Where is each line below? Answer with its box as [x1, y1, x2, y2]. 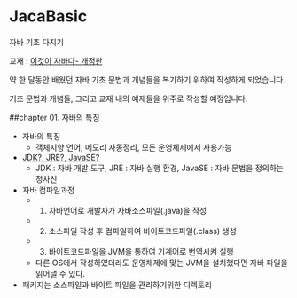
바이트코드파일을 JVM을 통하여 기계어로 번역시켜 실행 [48, 246, 234, 256]
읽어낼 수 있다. [35, 268, 86, 278]
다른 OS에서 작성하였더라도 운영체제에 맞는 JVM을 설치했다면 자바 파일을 [35, 257, 288, 268]
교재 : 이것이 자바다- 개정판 [9, 55, 103, 66]
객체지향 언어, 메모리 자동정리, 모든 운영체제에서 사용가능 [35, 142, 232, 153]
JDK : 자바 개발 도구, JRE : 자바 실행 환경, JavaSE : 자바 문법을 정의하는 [35, 162, 284, 173]
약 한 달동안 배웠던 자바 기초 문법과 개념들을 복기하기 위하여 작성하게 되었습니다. [9, 74, 286, 85]
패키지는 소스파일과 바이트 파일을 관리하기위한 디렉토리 [21, 279, 213, 290]
